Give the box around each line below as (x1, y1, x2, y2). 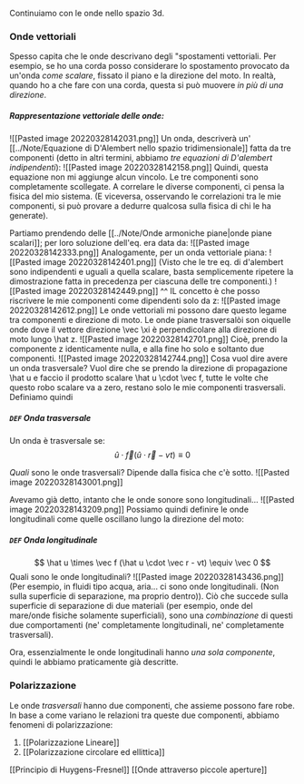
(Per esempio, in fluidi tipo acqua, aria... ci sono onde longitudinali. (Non (9, 581, 279, 593)
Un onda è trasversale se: (9, 436, 106, 446)
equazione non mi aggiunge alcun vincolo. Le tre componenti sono (9, 171, 259, 182)
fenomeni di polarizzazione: (9, 719, 113, 730)
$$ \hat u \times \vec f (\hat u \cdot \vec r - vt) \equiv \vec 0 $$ (34, 557, 271, 568)
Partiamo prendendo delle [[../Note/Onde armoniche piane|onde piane (9, 228, 272, 239)
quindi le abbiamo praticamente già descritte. (9, 657, 179, 668)
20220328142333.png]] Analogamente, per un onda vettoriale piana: (9, 247, 268, 258)
